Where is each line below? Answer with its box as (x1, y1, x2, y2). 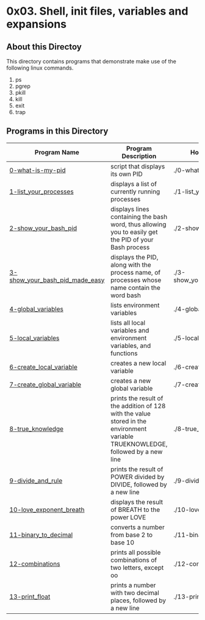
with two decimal (110, 588, 160, 597)
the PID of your (110, 235, 154, 243)
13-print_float (9, 592, 51, 600)
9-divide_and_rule (9, 476, 63, 485)
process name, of (110, 268, 160, 276)
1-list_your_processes (9, 187, 74, 196)
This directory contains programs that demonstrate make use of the (6, 58, 177, 65)
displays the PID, (110, 253, 159, 261)
